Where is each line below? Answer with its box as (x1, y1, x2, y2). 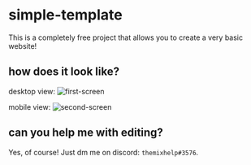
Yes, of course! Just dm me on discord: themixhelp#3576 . (8, 147, 199, 157)
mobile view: (8, 102, 51, 111)
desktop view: (8, 86, 55, 96)
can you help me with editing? (8, 126, 164, 140)
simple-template (8, 6, 123, 24)
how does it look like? (8, 65, 120, 79)
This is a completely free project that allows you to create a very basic (8, 33, 244, 42)
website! (8, 41, 37, 50)
